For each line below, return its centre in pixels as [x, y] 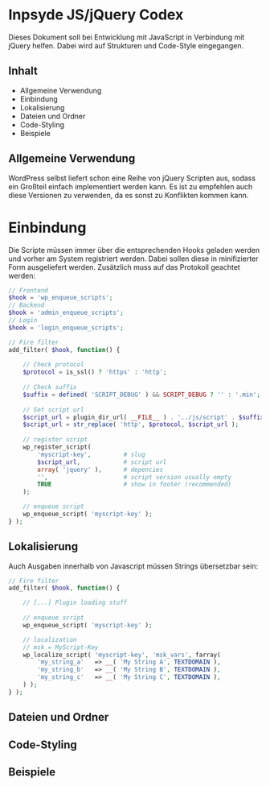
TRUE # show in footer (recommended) [134, 485]
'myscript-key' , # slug [92, 454]
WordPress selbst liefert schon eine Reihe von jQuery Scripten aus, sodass [132, 178]
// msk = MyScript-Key [61, 647]
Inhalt [23, 71]
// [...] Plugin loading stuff [75, 603]
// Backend [27, 305]
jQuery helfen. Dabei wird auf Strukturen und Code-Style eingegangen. [126, 45]
